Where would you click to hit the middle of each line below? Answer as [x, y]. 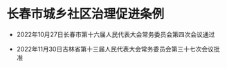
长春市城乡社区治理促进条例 [85, 14]
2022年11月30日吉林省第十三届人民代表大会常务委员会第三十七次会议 [115, 49]
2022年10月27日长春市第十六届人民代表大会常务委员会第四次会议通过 [116, 34]
